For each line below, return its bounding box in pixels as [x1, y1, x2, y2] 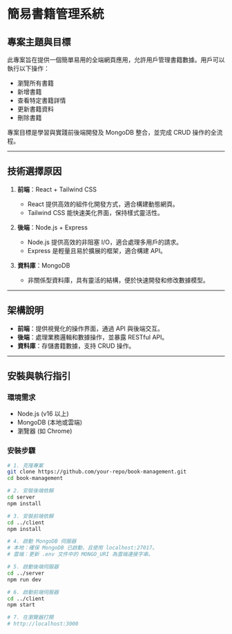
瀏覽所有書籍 [17, 79, 54, 87]
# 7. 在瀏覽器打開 [7, 614, 54, 621]
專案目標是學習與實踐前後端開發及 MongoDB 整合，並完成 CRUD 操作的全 [7, 129, 217, 136]
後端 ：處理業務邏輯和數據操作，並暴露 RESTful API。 [17, 333, 168, 341]
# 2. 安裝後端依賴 [7, 487, 54, 494]
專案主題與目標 [7, 36, 71, 48]
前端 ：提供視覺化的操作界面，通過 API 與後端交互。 [17, 324, 164, 333]
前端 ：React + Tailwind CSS [17, 185, 97, 194]
